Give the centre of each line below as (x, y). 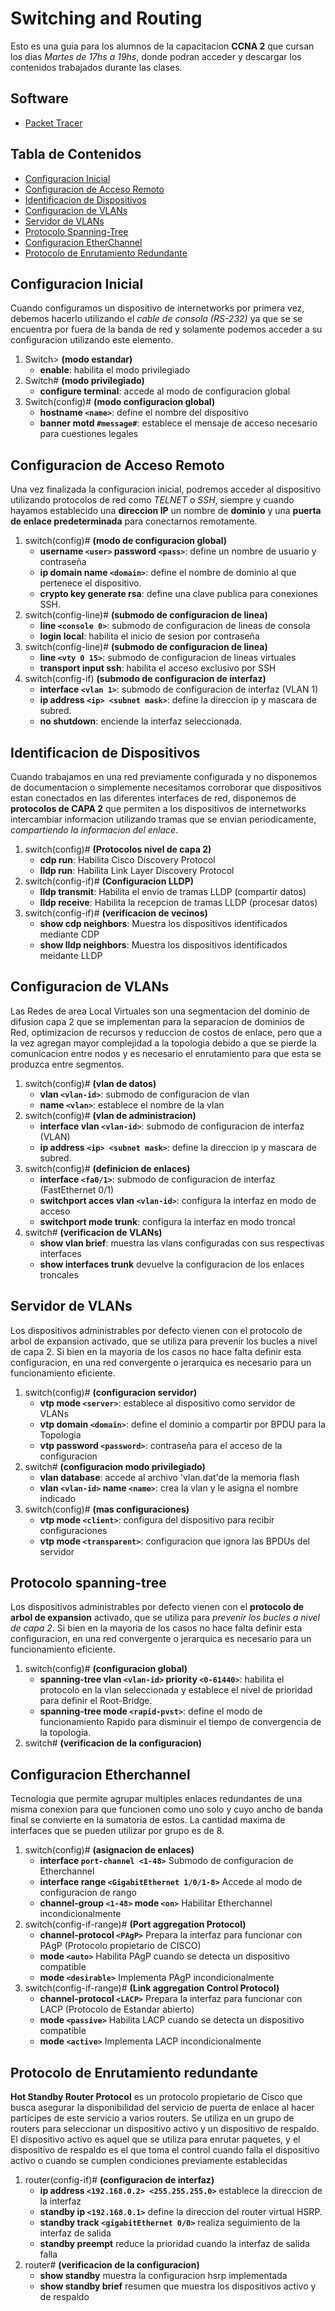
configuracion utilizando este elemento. (92, 340)
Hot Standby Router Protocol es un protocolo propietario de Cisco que (156, 2097)
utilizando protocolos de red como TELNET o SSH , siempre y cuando (152, 500)
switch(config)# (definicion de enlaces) (107, 1168)
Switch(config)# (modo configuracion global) (120, 402)
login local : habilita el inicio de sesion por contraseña (149, 636)
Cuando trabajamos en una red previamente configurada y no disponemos (164, 776)
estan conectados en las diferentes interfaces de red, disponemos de (153, 798)
